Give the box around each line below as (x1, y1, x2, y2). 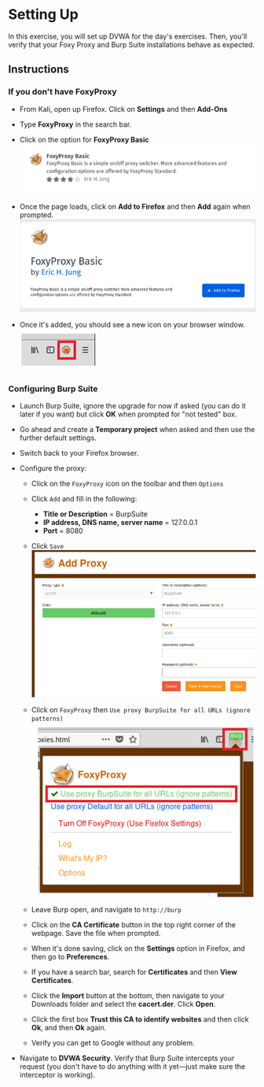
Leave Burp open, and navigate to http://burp (31, 905, 182, 914)
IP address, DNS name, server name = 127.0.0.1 (42, 517, 198, 527)
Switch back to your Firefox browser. (19, 448, 139, 457)
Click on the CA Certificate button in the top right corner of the (31, 920, 236, 930)
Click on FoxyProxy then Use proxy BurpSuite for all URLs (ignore (31, 705, 251, 715)
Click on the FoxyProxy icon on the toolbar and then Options (31, 479, 224, 488)
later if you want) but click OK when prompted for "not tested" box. (19, 409, 237, 419)
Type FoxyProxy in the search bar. (19, 120, 132, 129)
